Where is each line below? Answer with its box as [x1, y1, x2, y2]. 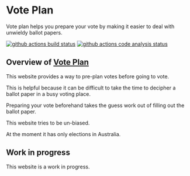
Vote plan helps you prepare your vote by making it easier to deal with [6, 23, 175, 30]
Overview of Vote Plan [6, 57, 89, 67]
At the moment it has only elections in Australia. [6, 130, 121, 137]
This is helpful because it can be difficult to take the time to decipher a [6, 84, 176, 91]
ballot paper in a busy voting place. [6, 90, 91, 97]
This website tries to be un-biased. [6, 119, 90, 126]
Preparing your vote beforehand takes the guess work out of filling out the [6, 102, 185, 109]
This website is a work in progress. [6, 163, 90, 170]
